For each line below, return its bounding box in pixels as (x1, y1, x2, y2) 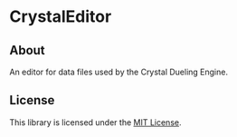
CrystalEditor (9, 6, 112, 27)
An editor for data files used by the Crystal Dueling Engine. (9, 66, 229, 77)
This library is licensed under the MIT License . (9, 116, 182, 128)
